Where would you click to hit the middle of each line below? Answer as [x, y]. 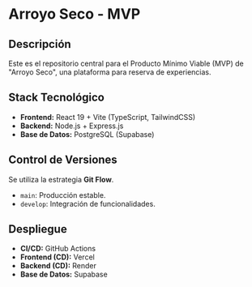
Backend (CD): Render [58, 266]
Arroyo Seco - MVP [75, 14]
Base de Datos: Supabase [64, 274]
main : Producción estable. [63, 195]
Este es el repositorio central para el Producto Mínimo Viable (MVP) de [126, 63]
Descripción [40, 44]
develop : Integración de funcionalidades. [88, 203]
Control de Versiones [63, 160]
